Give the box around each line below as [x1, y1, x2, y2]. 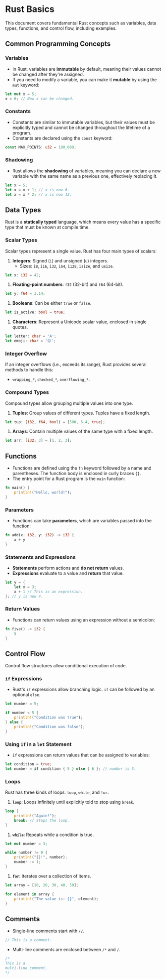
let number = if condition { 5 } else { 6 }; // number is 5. [5, 766, 136, 771]
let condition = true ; [5, 762, 52, 767]
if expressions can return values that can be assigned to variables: [12, 752, 150, 758]
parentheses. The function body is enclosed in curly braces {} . [12, 471, 141, 477]
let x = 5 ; [5, 183, 28, 188]
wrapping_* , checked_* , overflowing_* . [12, 376, 90, 382]
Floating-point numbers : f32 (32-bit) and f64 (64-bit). [12, 281, 124, 287]
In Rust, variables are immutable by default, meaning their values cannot [12, 66, 161, 72]
